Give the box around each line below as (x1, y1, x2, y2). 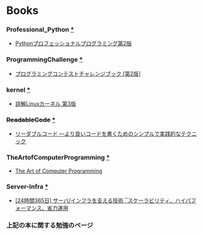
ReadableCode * (6, 116, 56, 124)
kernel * (6, 86, 31, 94)
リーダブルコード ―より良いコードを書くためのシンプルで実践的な (15, 130, 181, 137)
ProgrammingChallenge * (6, 55, 83, 64)
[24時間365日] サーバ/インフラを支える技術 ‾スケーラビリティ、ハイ (15, 197, 186, 204)
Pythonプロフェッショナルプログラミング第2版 (15, 40, 132, 47)
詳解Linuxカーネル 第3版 (15, 100, 76, 107)
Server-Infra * (6, 182, 48, 191)
